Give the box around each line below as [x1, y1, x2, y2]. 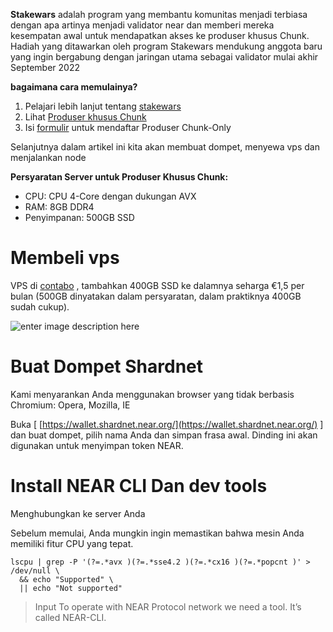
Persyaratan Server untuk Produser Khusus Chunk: [10, 171, 229, 183]
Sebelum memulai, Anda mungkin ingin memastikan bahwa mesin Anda [10, 527, 305, 539]
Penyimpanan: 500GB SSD [24, 212, 135, 223]
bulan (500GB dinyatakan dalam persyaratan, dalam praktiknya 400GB [10, 290, 302, 302]
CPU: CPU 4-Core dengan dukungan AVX [24, 190, 197, 202]
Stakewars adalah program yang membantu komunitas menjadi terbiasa [10, 9, 308, 20]
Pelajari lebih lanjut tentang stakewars [24, 100, 182, 112]
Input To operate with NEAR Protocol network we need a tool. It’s [34, 600, 302, 613]
